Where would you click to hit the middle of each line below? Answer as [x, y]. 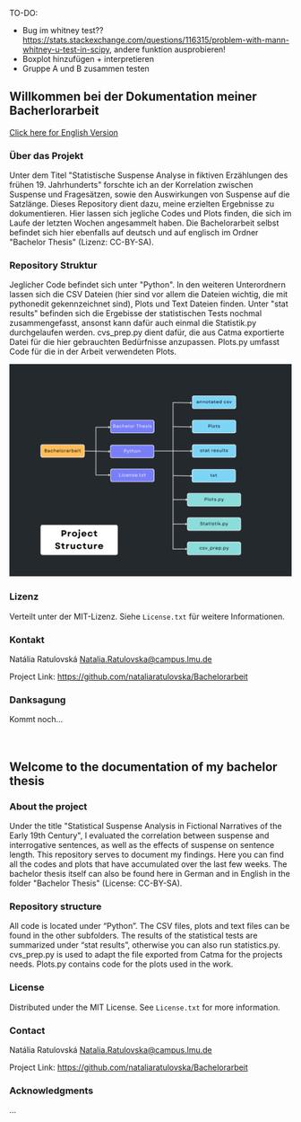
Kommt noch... [36, 720]
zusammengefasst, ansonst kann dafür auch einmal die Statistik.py [133, 323]
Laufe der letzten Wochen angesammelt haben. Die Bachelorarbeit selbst [144, 223]
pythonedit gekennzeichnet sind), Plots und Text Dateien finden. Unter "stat [149, 304]
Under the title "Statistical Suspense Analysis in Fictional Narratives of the [146, 826]
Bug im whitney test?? [63, 30]
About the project [48, 806]
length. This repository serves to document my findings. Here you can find [147, 854]
